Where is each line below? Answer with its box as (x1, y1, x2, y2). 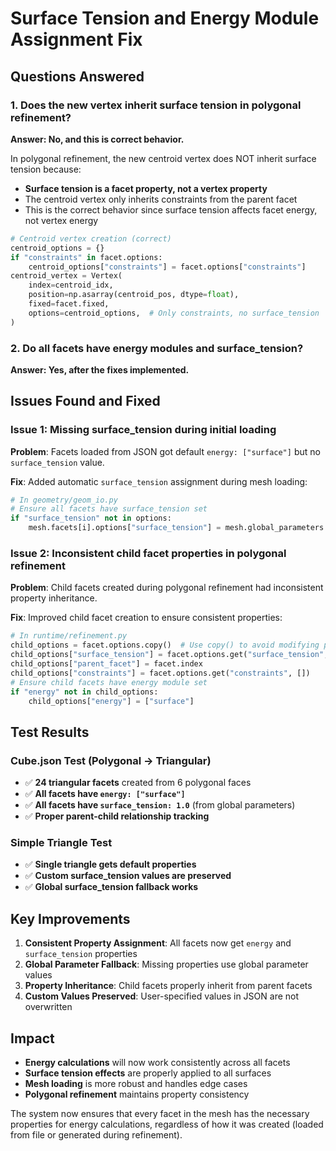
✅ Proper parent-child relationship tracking (24, 810, 210, 822)
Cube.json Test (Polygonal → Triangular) (10, 753, 212, 767)
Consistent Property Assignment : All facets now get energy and (24, 937, 292, 949)
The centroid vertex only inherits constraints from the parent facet (24, 193, 298, 205)
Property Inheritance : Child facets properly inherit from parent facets (24, 980, 313, 992)
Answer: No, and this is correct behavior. (10, 133, 185, 145)
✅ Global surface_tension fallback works (24, 881, 199, 893)
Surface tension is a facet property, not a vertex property (24, 182, 268, 194)
